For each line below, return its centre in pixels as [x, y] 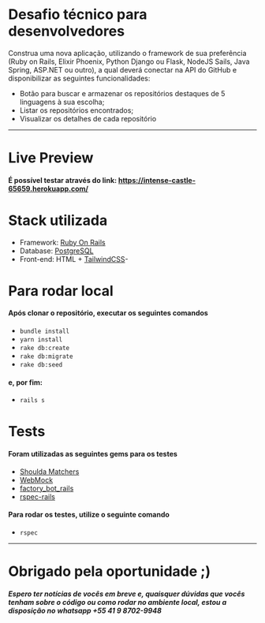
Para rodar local [61, 291]
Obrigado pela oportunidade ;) [110, 571]
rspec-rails [37, 496]
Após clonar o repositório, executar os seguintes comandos [108, 313]
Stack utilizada [58, 220]
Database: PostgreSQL [56, 251]
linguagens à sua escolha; [62, 102]
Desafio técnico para [78, 15]
